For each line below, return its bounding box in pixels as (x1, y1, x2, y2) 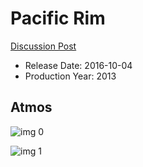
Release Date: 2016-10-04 (24, 59, 133, 71)
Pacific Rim (10, 7, 106, 30)
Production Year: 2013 (24, 70, 117, 82)
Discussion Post (10, 40, 77, 52)
